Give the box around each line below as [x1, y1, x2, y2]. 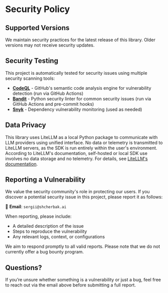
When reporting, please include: [5, 213, 72, 219]
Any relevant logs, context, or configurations [12, 234, 105, 240]
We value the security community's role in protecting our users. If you [5, 189, 150, 195]
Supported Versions [5, 24, 69, 32]
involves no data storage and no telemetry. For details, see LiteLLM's [5, 156, 148, 162]
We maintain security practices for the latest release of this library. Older [5, 37, 156, 43]
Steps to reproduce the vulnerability [12, 228, 87, 234]
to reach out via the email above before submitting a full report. [5, 282, 136, 288]
